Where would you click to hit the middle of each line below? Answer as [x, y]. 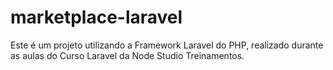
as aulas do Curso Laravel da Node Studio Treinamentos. [127, 55]
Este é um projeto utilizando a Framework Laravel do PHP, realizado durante [167, 45]
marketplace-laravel [96, 17]
